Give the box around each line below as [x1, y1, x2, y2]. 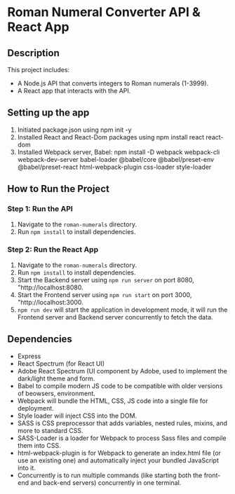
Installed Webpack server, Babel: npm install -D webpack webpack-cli [17, 148, 220, 156]
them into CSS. [17, 441, 61, 449]
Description [7, 47, 60, 59]
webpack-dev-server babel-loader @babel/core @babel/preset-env [17, 155, 215, 163]
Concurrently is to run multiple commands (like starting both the [17, 471, 203, 479]
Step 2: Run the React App [7, 245, 99, 254]
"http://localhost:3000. [17, 298, 84, 306]
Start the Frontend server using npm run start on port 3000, [17, 290, 192, 299]
